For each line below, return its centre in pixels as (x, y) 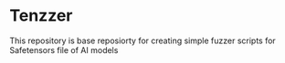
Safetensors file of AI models (64, 49)
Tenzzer (41, 16)
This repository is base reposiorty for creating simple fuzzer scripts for (142, 40)
